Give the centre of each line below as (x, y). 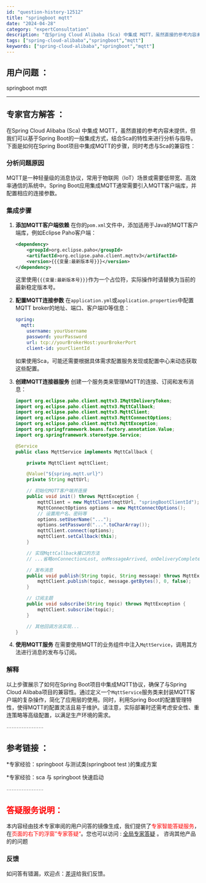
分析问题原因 (25, 163)
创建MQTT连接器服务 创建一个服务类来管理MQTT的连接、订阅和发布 (102, 381)
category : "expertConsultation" (48, 29)
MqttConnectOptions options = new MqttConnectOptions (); (112, 508)
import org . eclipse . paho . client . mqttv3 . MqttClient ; (82, 412)
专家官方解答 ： (36, 115)
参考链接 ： (28, 748)
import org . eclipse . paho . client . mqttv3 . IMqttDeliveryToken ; (93, 401)
